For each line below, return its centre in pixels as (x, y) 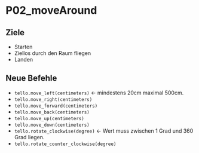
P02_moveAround (51, 10)
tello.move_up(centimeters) (49, 118)
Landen (24, 59)
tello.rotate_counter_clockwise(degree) (65, 144)
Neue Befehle (31, 78)
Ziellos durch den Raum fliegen (53, 53)
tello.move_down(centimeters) (52, 125)
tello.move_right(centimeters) (53, 99)
